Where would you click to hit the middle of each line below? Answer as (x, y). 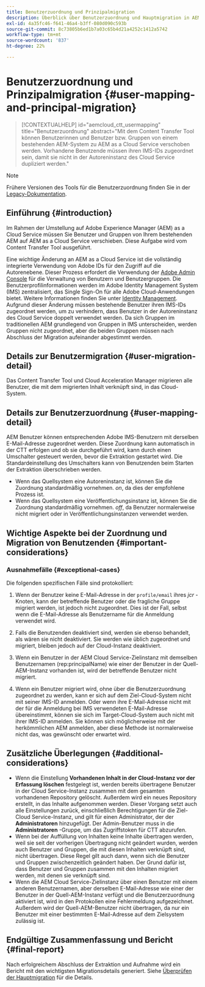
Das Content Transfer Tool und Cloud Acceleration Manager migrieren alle (99, 380)
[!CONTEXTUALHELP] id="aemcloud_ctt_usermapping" (91, 124)
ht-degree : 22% (26, 46)
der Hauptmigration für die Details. (50, 977)
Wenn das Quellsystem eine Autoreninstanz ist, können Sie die (94, 481)
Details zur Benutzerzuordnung (67, 412)
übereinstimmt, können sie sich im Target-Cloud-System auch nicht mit (105, 715)
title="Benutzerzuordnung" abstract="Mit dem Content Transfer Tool (107, 131)
